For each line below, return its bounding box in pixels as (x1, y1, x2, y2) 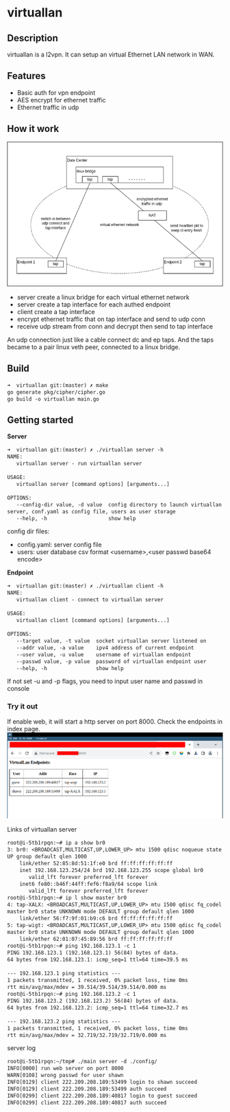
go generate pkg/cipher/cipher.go (7, 388, 106, 396)
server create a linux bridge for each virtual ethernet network (16, 293, 190, 301)
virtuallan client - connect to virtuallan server (16, 597, 164, 603)
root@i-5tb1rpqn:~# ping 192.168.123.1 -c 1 (7, 942, 136, 949)
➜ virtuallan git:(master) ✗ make (7, 381, 109, 389)
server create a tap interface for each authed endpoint (16, 300, 171, 309)
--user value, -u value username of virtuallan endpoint (16, 652, 192, 658)
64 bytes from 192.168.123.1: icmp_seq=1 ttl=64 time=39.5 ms (7, 956, 188, 963)
